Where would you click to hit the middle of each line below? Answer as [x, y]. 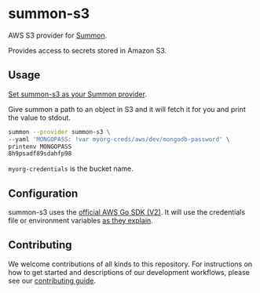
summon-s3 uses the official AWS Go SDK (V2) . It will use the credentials [127, 212]
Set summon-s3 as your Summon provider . [78, 94]
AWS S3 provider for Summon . [58, 35]
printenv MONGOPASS [40, 146]
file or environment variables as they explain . [81, 221]
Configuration [43, 193]
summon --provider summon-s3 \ [59, 132]
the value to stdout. [39, 118]
